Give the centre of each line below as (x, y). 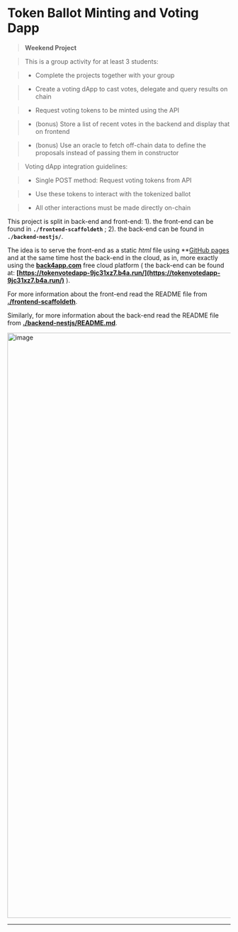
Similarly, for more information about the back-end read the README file (113, 315)
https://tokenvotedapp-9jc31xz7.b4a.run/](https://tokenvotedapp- (120, 273)
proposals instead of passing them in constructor (107, 152)
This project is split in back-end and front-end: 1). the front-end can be (110, 221)
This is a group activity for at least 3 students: (91, 61)
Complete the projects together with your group (105, 75)
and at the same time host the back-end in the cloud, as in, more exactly (113, 257)
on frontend (52, 131)
